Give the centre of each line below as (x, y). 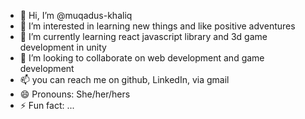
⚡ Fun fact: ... (47, 105)
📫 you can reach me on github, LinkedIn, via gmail (124, 79)
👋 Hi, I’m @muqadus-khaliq (76, 15)
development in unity (63, 47)
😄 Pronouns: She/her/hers (75, 94)
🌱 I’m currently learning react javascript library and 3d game (143, 36)
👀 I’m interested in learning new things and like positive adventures (157, 26)
